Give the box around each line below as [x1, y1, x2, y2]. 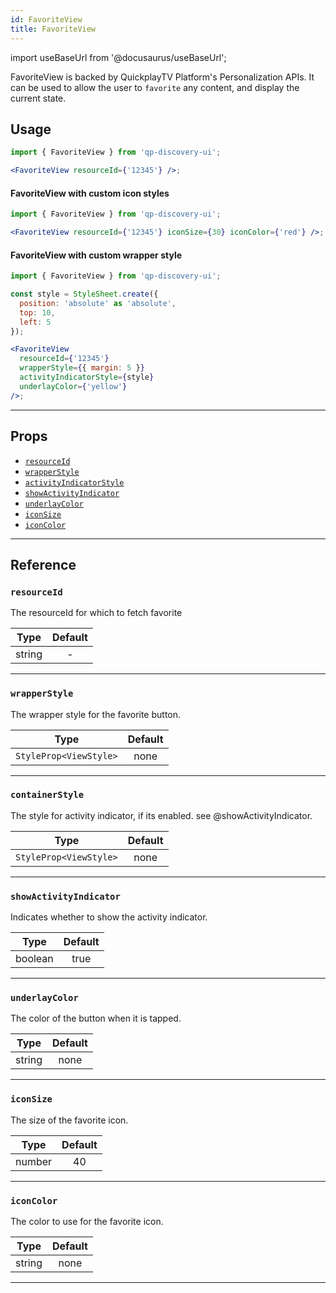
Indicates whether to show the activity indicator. [10, 911, 208, 923]
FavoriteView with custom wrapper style [10, 249, 183, 261]
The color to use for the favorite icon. [10, 1216, 164, 1227]
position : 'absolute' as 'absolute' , [19, 298, 177, 308]
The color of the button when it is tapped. [10, 1012, 182, 1025]
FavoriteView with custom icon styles [10, 187, 170, 199]
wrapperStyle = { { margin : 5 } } [19, 363, 145, 373]
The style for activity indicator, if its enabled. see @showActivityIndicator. [10, 809, 313, 821]
